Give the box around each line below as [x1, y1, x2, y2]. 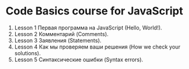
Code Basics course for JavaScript [5, 4, 184, 18]
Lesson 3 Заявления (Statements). [14, 37, 102, 44]
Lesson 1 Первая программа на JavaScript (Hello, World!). [14, 24, 162, 31]
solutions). [14, 49, 41, 56]
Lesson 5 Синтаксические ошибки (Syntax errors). [14, 56, 143, 63]
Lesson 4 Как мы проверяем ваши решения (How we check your [14, 43, 181, 50]
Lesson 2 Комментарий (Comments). [14, 30, 109, 37]
